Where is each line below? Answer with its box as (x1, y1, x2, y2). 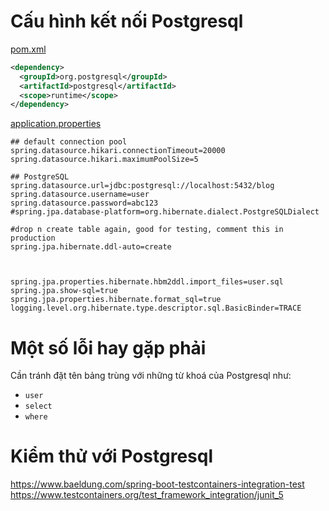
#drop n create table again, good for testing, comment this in (10, 225, 284, 235)
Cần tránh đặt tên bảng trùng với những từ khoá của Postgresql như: (10, 370, 292, 382)
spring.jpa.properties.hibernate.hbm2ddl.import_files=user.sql (10, 277, 284, 287)
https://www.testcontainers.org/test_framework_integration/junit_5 (10, 489, 284, 501)
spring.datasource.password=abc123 (10, 198, 159, 209)
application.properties (10, 118, 102, 130)
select (24, 401, 53, 412)
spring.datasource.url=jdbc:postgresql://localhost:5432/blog (10, 181, 275, 191)
